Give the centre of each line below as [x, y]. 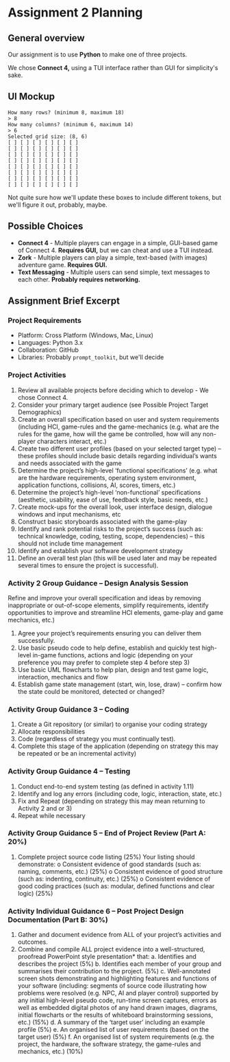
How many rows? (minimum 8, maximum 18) [66, 112]
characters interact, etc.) [72, 441]
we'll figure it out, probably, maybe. [58, 205]
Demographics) [40, 412]
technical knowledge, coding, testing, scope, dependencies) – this [111, 536]
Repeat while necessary [52, 815]
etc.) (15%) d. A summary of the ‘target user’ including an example [111, 1022]
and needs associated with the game [69, 463]
